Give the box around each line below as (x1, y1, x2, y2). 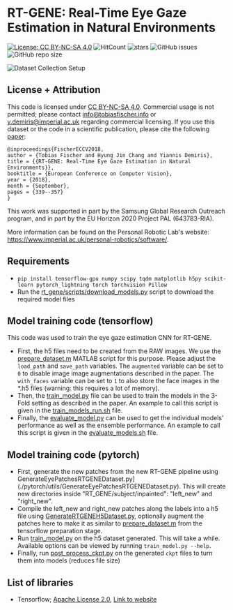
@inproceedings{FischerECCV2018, (7, 145, 104, 153)
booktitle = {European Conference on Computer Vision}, (7, 170, 172, 177)
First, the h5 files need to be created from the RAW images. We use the (17, 347, 221, 355)
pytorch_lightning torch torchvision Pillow (35, 281, 168, 288)
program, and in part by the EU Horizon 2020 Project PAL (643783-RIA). (7, 214, 214, 223)
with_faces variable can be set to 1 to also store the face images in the (17, 377, 220, 385)
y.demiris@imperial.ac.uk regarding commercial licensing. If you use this (7, 117, 216, 126)
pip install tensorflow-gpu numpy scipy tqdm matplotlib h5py (17, 275, 202, 282)
